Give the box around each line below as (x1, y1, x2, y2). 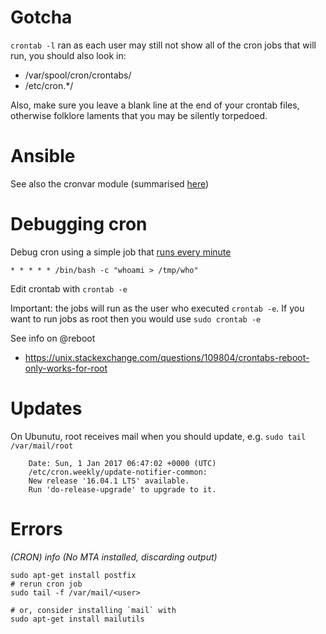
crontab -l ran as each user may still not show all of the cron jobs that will (10, 39, 317, 51)
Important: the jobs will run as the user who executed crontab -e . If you (10, 302, 305, 314)
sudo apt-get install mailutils (10, 614, 145, 624)
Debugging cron (10, 213, 148, 236)
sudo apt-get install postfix (10, 570, 137, 580)
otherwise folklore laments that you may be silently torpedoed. (10, 109, 268, 121)
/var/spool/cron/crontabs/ (24, 69, 132, 81)
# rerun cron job (10, 579, 83, 589)
